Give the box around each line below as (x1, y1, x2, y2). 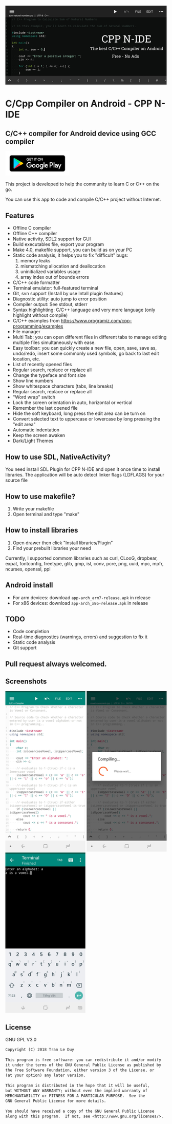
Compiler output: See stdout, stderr (12, 301, 88, 308)
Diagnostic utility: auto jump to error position (12, 296, 107, 302)
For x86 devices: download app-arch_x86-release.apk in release (12, 600, 148, 606)
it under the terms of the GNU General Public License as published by (5, 1062, 161, 1068)
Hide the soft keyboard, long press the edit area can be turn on (12, 410, 146, 416)
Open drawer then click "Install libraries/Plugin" (12, 540, 113, 546)
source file (5, 477, 28, 483)
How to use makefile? (5, 492, 76, 501)
